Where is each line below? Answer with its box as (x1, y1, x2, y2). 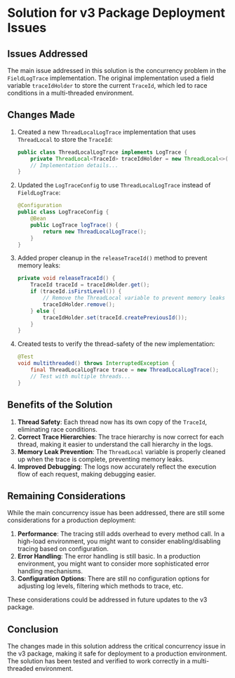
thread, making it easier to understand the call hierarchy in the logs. (17, 440, 213, 448)
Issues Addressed (7, 48, 88, 60)
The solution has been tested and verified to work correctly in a (7, 657, 191, 665)
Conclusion (7, 623, 59, 635)
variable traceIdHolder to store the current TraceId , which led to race (7, 81, 208, 89)
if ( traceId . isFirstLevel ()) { (30, 288, 122, 295)
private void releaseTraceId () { (17, 275, 116, 282)
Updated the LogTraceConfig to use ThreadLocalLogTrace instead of (17, 181, 211, 190)
